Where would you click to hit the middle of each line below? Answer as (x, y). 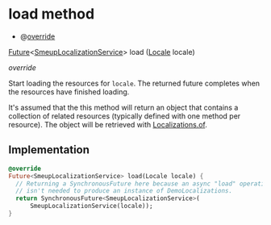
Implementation (49, 150)
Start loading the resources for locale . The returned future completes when (134, 83)
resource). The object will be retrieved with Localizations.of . (108, 124)
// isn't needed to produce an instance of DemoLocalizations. (124, 191)
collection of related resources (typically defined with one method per (125, 116)
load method (52, 14)
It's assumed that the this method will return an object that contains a (123, 107)
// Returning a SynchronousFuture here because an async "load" (126, 183)
